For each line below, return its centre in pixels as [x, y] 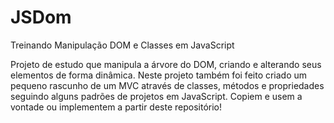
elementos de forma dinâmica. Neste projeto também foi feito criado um [159, 75]
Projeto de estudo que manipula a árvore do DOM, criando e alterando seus [166, 64]
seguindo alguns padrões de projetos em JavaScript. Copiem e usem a [156, 96]
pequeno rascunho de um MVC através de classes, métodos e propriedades [167, 85]
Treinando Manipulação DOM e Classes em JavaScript [122, 45]
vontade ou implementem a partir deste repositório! [116, 107]
